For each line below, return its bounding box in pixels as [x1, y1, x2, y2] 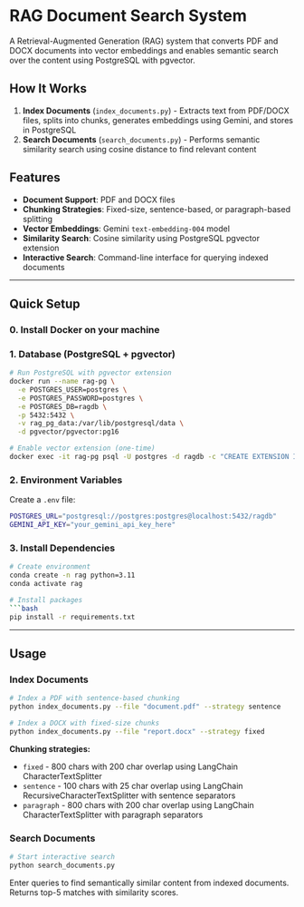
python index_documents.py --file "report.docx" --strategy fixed [9, 727, 265, 736]
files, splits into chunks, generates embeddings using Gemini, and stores [22, 114, 294, 125]
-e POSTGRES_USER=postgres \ [17, 385, 128, 395]
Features [9, 170, 61, 186]
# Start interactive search [9, 853, 116, 862]
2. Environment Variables [9, 473, 123, 486]
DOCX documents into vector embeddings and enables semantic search [9, 44, 279, 55]
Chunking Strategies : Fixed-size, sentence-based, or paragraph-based [22, 203, 291, 214]
